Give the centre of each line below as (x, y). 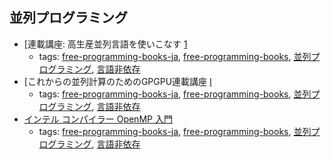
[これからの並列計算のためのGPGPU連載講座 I (117, 81)
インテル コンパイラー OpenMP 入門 (98, 119)
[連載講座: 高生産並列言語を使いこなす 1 (105, 44)
